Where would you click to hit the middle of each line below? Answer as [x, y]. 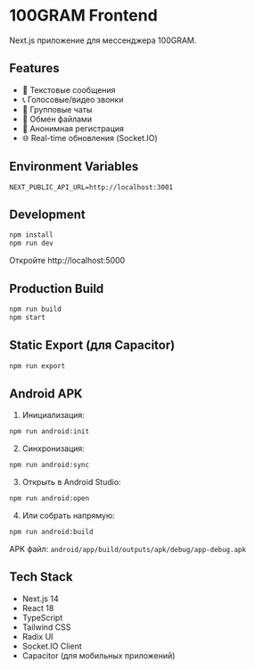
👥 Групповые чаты [57, 109]
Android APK [46, 394]
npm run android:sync [49, 465]
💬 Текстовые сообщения [69, 89]
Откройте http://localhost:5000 [67, 261]
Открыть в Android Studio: [72, 482]
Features [34, 68]
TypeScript [42, 617]
